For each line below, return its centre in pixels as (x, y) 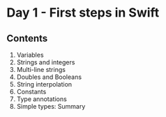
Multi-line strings (41, 70)
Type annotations (41, 99)
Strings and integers (46, 62)
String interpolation (44, 84)
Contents (27, 38)
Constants (31, 92)
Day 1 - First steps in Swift (83, 13)
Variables (30, 55)
